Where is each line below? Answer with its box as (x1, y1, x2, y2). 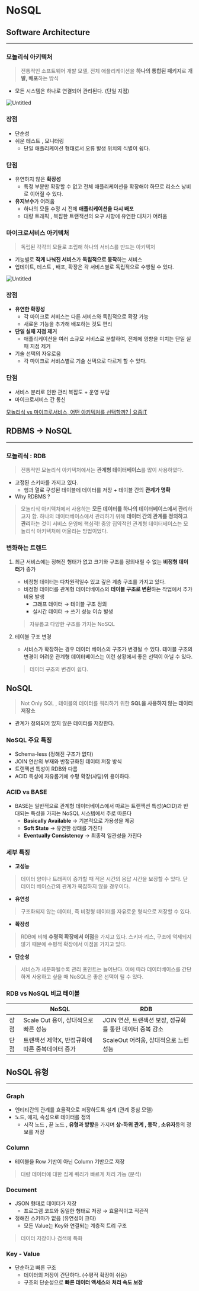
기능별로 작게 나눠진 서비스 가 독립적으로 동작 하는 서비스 (14, 256, 143, 263)
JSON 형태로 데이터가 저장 (14, 1200, 77, 1207)
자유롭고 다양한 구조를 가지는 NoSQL (29, 621, 115, 628)
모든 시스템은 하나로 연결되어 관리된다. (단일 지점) (14, 87, 130, 95)
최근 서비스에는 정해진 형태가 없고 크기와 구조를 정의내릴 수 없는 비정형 (14, 558, 178, 565)
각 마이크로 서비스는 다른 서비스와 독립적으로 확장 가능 (23, 313, 149, 320)
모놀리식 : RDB (6, 452, 46, 460)
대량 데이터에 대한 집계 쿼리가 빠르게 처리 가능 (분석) (20, 1170, 142, 1177)
